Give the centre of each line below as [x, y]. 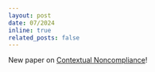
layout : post [30, 15]
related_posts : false [44, 38]
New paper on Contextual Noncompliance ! [78, 60]
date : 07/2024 [32, 23]
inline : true [30, 30]
